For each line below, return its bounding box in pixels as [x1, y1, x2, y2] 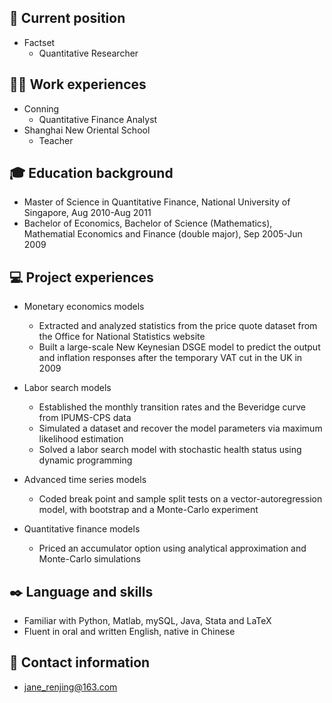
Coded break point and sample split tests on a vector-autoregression [38, 493, 323, 505]
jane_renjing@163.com [23, 681, 118, 693]
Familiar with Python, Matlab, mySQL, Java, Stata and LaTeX [23, 615, 272, 627]
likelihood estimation [38, 433, 124, 445]
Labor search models [23, 382, 112, 394]
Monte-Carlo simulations [38, 553, 141, 565]
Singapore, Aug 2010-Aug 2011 [23, 207, 152, 219]
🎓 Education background [9, 165, 174, 182]
